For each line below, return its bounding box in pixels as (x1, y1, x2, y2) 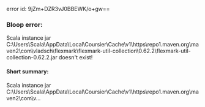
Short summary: (6, 67, 49, 75)
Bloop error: (6, 20, 43, 29)
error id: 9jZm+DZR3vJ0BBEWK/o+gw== (6, 6, 110, 12)
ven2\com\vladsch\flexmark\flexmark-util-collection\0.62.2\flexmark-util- (6, 47, 191, 54)
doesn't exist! (58, 54, 93, 61)
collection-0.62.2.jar (6, 54, 58, 61)
